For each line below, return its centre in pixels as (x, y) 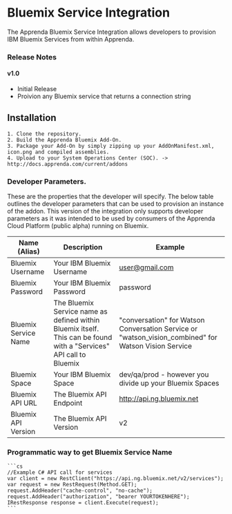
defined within (77, 321)
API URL (24, 403)
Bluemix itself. (76, 329)
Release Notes (32, 57)
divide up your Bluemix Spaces (169, 383)
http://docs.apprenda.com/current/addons (68, 164)
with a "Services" (81, 346)
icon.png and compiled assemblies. (58, 152)
